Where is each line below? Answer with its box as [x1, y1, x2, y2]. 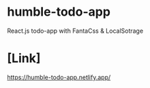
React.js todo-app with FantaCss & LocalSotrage [7, 27, 144, 35]
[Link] [7, 50, 41, 66]
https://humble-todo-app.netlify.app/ [7, 73, 111, 81]
